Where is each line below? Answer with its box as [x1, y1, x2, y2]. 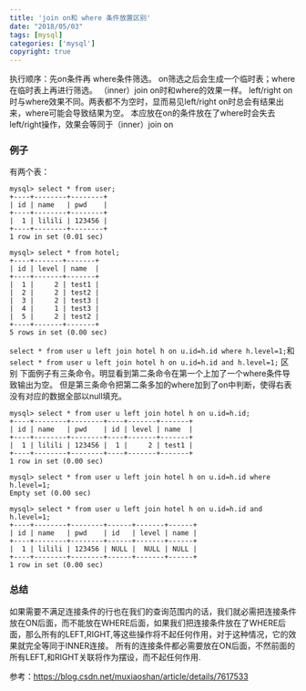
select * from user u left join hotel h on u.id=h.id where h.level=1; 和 [9, 345, 295, 356]
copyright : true [9, 47, 71, 57]
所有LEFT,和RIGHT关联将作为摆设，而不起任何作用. [9, 651, 201, 662]
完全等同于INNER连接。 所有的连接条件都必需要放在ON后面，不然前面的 [25, 640, 296, 651]
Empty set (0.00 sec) [9, 489, 92, 498]
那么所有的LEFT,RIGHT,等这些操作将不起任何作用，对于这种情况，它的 [25, 628, 289, 639]
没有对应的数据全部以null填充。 [9, 391, 127, 402]
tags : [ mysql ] [9, 30, 64, 39]
